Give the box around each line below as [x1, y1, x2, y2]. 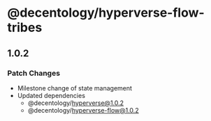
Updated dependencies [17, 91, 86, 99]
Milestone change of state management [17, 83, 133, 92]
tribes [7, 19, 43, 35]
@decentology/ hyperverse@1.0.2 [27, 99, 124, 107]
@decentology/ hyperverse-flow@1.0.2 [27, 106, 139, 114]
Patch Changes [7, 68, 61, 78]
